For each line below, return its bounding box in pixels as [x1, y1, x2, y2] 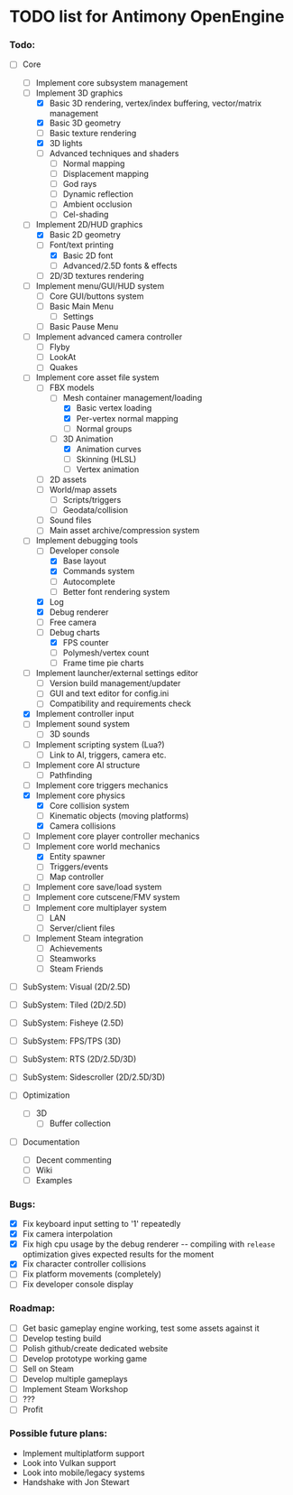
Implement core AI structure [35, 759, 141, 770]
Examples [35, 1175, 73, 1185]
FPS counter [62, 636, 110, 647]
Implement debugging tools [35, 535, 138, 546]
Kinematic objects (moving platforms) [49, 810, 189, 821]
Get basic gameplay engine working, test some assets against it [22, 1323, 260, 1333]
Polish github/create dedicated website [22, 1342, 169, 1353]
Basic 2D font [62, 250, 114, 261]
